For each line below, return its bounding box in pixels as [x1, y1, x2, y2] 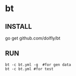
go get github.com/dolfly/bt [5, 35, 60, 41]
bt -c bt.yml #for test [5, 66, 54, 71]
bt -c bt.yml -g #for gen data [5, 62, 71, 67]
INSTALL [5, 22, 32, 31]
